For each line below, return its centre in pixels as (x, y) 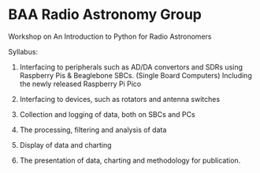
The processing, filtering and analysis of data (93, 130)
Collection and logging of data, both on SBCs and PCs (107, 114)
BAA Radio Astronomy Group (105, 15)
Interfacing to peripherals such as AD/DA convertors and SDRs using (131, 67)
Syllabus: (23, 51)
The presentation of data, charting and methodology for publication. (130, 160)
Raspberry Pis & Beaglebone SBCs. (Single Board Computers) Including (136, 75)
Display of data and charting (65, 145)
